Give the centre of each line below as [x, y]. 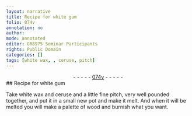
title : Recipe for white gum [41, 17]
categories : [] [25, 55]
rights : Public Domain [34, 50]
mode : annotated [26, 38]
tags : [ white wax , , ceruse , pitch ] [50, 60]
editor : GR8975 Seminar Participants [52, 44]
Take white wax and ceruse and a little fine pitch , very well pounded [88, 94]
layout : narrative [28, 11]
